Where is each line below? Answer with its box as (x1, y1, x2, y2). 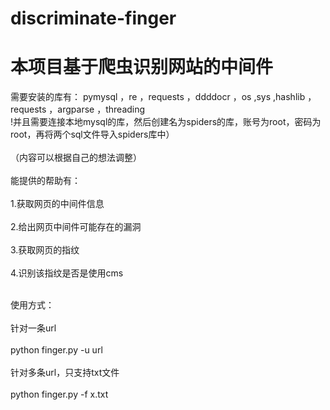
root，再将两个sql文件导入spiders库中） (10, 128, 175, 141)
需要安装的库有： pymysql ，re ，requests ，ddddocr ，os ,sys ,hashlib (10, 91, 306, 103)
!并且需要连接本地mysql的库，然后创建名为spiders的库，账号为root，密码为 (10, 116, 322, 128)
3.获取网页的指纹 (10, 244, 80, 256)
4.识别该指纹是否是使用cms (10, 267, 124, 279)
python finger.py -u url (10, 344, 103, 356)
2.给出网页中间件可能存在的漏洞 (10, 221, 142, 233)
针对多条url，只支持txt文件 (10, 367, 120, 379)
